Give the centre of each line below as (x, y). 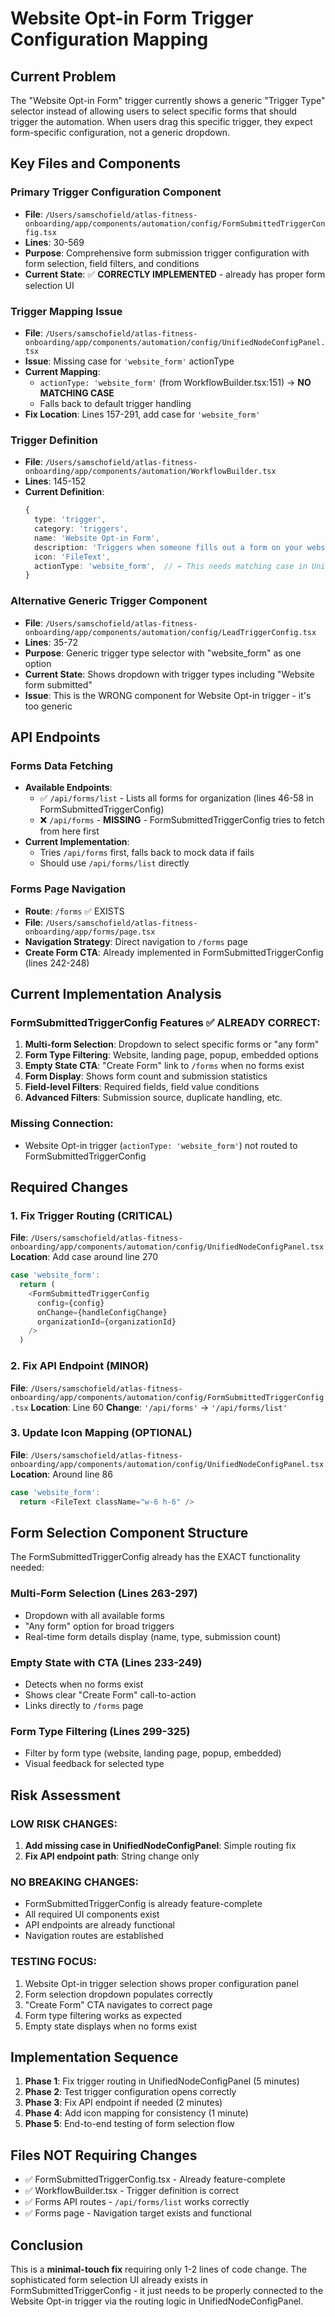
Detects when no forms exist (84, 1684)
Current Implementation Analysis (116, 993)
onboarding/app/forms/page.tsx (90, 932)
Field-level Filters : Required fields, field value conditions (142, 1087)
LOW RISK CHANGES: (64, 1824)
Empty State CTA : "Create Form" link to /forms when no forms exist (164, 1066)
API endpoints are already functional (100, 1925)
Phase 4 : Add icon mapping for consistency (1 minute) (136, 2113)
